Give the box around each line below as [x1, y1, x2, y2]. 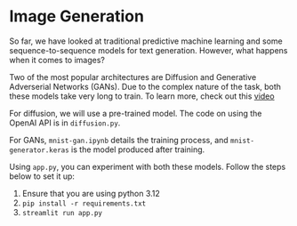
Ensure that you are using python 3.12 [21, 188, 160, 198]
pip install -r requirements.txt [21, 198, 147, 208]
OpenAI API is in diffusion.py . [9, 117, 121, 128]
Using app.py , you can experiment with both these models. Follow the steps [9, 161, 286, 172]
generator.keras [9, 145, 69, 155]
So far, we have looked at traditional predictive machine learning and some [9, 36, 283, 46]
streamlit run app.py [21, 208, 102, 217]
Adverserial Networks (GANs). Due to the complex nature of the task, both [9, 81, 282, 92]
